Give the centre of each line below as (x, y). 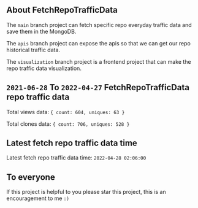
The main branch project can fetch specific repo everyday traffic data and (99, 25)
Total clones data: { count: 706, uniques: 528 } (68, 124)
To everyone (31, 177)
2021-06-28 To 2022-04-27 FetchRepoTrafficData (98, 87)
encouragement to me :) (38, 198)
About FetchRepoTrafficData (62, 10)
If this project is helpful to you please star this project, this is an (86, 192)
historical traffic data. (33, 50)
